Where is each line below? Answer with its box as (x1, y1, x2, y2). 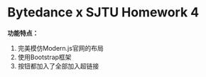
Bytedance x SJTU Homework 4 (7, 4, 200, 21)
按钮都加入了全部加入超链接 (17, 61, 99, 70)
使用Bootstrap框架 (17, 53, 72, 61)
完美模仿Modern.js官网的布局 (17, 43, 104, 52)
